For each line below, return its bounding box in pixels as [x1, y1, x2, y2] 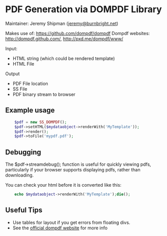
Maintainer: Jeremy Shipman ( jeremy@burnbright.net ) [5, 20, 118, 26]
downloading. [5, 172, 34, 179]
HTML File [12, 61, 35, 67]
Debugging [5, 147, 42, 156]
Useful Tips [5, 206, 43, 215]
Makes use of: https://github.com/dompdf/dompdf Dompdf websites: [5, 30, 150, 36]
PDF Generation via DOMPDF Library [5, 4, 162, 15]
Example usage [5, 106, 55, 115]
